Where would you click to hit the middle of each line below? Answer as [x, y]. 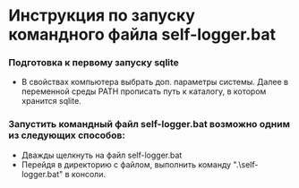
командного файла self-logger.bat [142, 34]
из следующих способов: [67, 135]
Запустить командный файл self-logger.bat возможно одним [149, 124]
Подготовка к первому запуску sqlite [94, 63]
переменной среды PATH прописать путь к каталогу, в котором [144, 91]
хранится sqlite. [51, 101]
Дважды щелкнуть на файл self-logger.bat [102, 155]
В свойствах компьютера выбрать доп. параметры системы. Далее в [154, 82]
